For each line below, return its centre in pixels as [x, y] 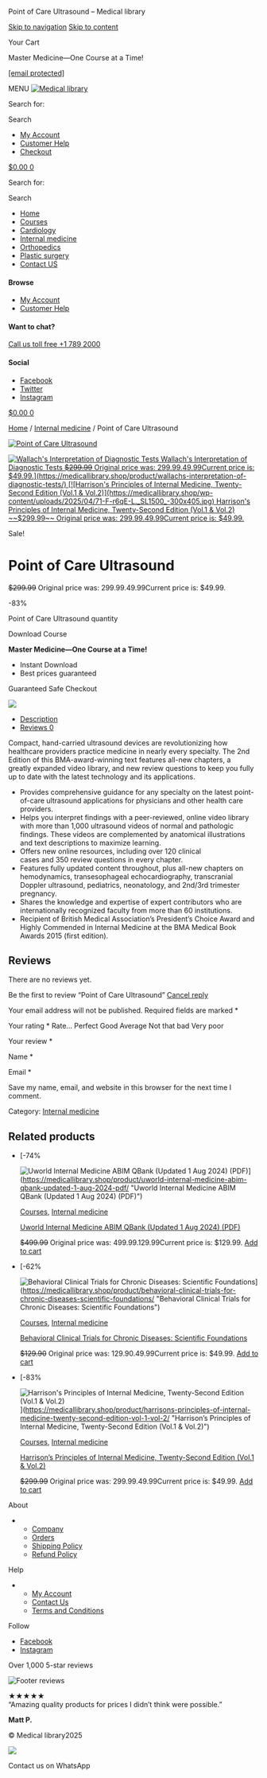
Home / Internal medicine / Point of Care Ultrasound [93, 428]
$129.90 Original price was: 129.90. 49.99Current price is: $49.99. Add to [139, 1354]
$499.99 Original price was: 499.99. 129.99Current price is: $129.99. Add [139, 1243]
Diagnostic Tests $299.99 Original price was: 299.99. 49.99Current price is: [132, 467]
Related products [52, 1136]
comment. [25, 1096]
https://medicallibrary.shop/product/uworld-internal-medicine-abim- [135, 1180]
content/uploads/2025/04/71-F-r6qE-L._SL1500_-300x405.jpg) [111, 501]
